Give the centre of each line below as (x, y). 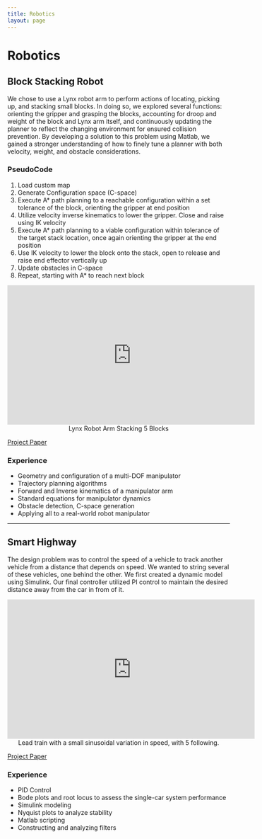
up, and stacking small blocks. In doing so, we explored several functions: (115, 106)
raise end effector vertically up (62, 260)
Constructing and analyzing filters (67, 828)
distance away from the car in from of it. (66, 589)
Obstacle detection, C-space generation (76, 506)
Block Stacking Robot (55, 82)
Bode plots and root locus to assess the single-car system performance (122, 798)
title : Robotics (31, 14)
